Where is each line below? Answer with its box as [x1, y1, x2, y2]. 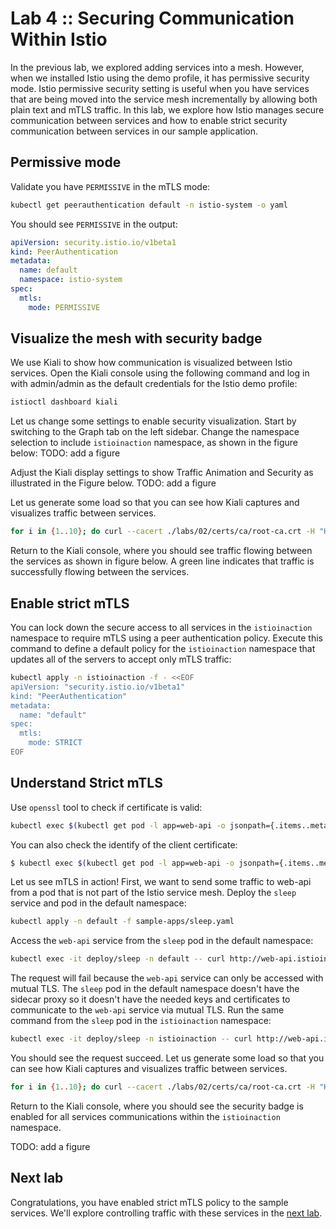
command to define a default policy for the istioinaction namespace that [10, 643, 316, 654]
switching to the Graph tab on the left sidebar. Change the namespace [10, 426, 300, 438]
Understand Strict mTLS [10, 775, 163, 792]
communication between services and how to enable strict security [10, 114, 288, 126]
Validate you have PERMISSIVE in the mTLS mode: [10, 180, 211, 192]
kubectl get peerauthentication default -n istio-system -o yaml [10, 200, 288, 210]
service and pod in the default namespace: [10, 897, 187, 909]
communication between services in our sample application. [10, 125, 258, 137]
